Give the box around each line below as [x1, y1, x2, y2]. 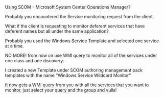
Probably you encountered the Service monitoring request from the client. [5, 14, 154, 19]
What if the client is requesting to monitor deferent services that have [5, 23, 145, 29]
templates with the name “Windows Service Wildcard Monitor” [5, 73, 131, 78]
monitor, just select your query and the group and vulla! [5, 87, 117, 93]
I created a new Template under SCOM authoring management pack [5, 67, 143, 73]
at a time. [5, 43, 24, 49]
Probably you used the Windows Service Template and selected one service [5, 38, 159, 44]
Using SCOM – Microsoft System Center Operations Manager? [5, 4, 131, 10]
